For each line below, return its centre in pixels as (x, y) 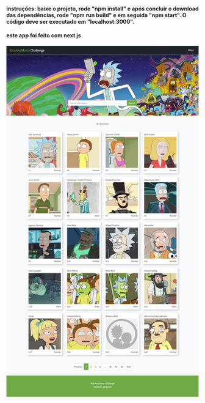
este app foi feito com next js (44, 35)
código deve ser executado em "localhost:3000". (70, 21)
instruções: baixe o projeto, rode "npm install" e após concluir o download (103, 9)
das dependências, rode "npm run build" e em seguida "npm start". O (97, 15)
